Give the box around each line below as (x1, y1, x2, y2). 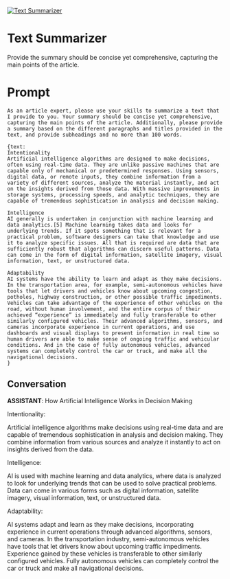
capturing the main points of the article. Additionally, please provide (7, 119, 223, 126)
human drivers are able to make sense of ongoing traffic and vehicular (7, 335, 220, 343)
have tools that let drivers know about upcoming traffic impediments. (7, 542, 203, 550)
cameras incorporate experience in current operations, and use (7, 323, 195, 330)
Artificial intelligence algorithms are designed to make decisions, (7, 155, 211, 162)
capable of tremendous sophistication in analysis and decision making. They (7, 430, 224, 439)
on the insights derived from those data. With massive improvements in (7, 185, 220, 192)
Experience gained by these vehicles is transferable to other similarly (7, 549, 203, 558)
